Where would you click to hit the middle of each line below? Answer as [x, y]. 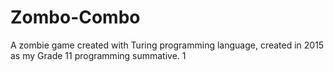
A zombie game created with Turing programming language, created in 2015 [167, 45]
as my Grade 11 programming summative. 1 [98, 55]
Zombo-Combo [75, 17]
